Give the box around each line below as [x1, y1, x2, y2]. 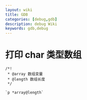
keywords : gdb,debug [5, 26, 49, 31]
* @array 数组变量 [7, 71, 43, 77]
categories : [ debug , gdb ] [5, 17, 57, 22]
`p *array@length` [5, 90, 44, 95]
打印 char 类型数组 [5, 49, 82, 61]
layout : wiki [5, 7, 33, 13]
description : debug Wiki [5, 21, 57, 27]
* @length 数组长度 [7, 77, 45, 82]
